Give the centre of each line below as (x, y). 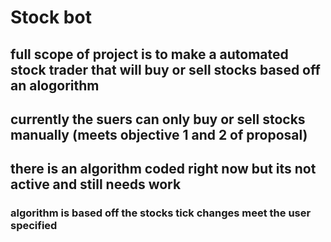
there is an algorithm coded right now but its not (163, 169)
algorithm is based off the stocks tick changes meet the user (161, 213)
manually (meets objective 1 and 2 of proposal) (159, 134)
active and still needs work (96, 184)
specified (34, 226)
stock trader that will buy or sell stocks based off (165, 69)
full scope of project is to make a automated (149, 54)
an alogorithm (55, 85)
